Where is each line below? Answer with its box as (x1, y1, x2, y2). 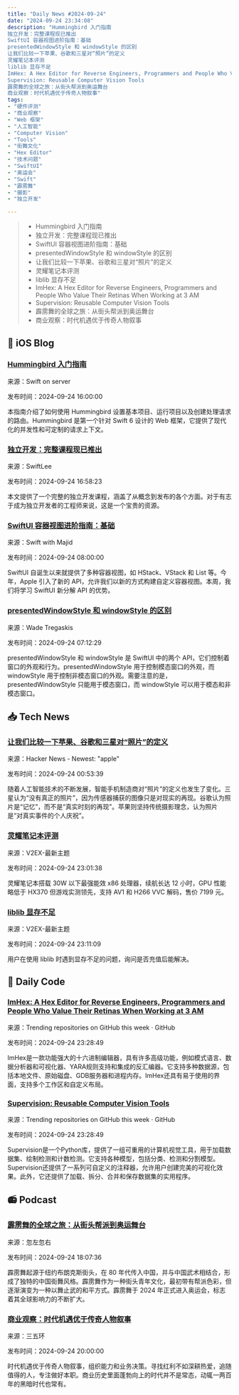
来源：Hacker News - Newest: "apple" (7, 754, 119, 763)
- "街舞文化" (7, 143, 42, 150)
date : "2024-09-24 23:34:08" (7, 17, 94, 24)
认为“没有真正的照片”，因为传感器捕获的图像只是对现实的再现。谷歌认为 (13, 793, 225, 802)
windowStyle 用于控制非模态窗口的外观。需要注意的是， (7, 671, 172, 680)
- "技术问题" (7, 156, 42, 164)
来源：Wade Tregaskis (7, 623, 73, 631)
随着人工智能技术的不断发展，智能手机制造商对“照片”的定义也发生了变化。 (7, 785, 225, 793)
